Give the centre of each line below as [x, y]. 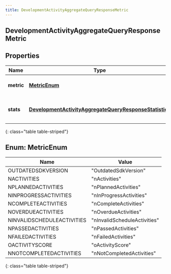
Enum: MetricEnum [36, 147]
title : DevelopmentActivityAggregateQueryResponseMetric [67, 10]
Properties [22, 56]
